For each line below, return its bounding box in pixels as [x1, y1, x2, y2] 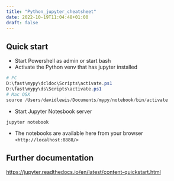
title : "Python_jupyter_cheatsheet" [6, 8, 96, 15]
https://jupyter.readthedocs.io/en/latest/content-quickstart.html [6, 169, 161, 176]
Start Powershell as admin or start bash [14, 57, 111, 64]
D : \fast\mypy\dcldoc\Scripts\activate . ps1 [6, 80, 112, 86]
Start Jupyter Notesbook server [14, 108, 92, 115]
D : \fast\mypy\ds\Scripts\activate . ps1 [6, 86, 102, 92]
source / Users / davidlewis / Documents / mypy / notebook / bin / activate [6, 97, 168, 103]
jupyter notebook [6, 119, 49, 125]
